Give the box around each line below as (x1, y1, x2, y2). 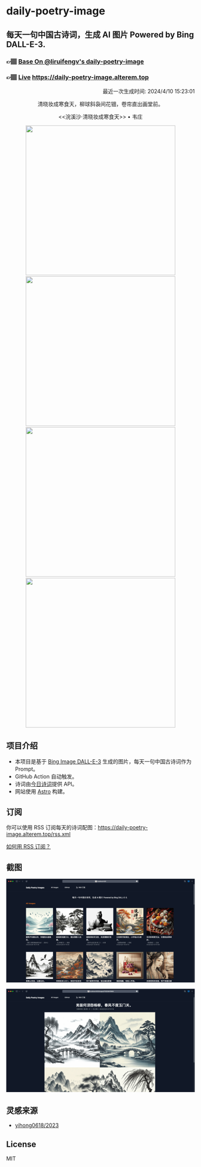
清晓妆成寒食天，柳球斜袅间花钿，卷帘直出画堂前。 (38, 100, 163, 107)
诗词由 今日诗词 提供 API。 (14, 780, 78, 787)
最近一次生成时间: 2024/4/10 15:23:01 (102, 87, 195, 95)
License (6, 1139, 36, 1149)
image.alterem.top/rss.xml (6, 830, 71, 838)
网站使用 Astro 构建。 (14, 787, 68, 795)
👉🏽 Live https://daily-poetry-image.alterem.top (6, 73, 149, 81)
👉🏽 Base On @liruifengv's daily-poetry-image (6, 57, 144, 65)
